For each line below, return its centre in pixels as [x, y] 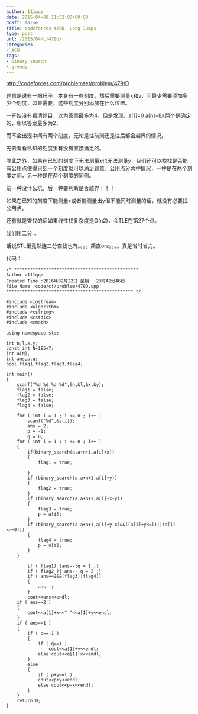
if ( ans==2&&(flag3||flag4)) [64, 577]
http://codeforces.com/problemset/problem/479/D [68, 83]
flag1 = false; [35, 390]
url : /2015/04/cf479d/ [34, 39]
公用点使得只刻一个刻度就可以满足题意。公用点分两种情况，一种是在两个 [99, 168]
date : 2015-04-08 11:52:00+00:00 [47, 17]
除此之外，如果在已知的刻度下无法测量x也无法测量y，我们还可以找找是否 [95, 161]
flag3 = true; [55, 509]
